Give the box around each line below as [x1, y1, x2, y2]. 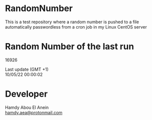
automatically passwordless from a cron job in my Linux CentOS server [5, 24, 147, 30]
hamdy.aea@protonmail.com [5, 109, 63, 115]
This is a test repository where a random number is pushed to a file [5, 19, 139, 25]
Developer [5, 89, 48, 100]
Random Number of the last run [5, 41, 135, 52]
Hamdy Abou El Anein [5, 105, 49, 110]
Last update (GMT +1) [5, 66, 49, 72]
